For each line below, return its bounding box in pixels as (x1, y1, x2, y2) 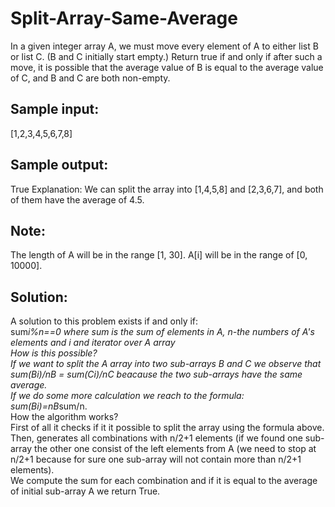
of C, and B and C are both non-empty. (10, 72, 171, 84)
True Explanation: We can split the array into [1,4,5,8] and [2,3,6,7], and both (10, 183, 324, 195)
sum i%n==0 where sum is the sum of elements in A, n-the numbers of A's (10, 326, 315, 338)
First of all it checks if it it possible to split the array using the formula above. (10, 422, 325, 434)
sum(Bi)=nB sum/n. (10, 400, 88, 412)
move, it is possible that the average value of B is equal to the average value (10, 61, 324, 73)
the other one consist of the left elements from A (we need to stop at (34, 443, 317, 455)
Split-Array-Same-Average (10, 7, 238, 30)
